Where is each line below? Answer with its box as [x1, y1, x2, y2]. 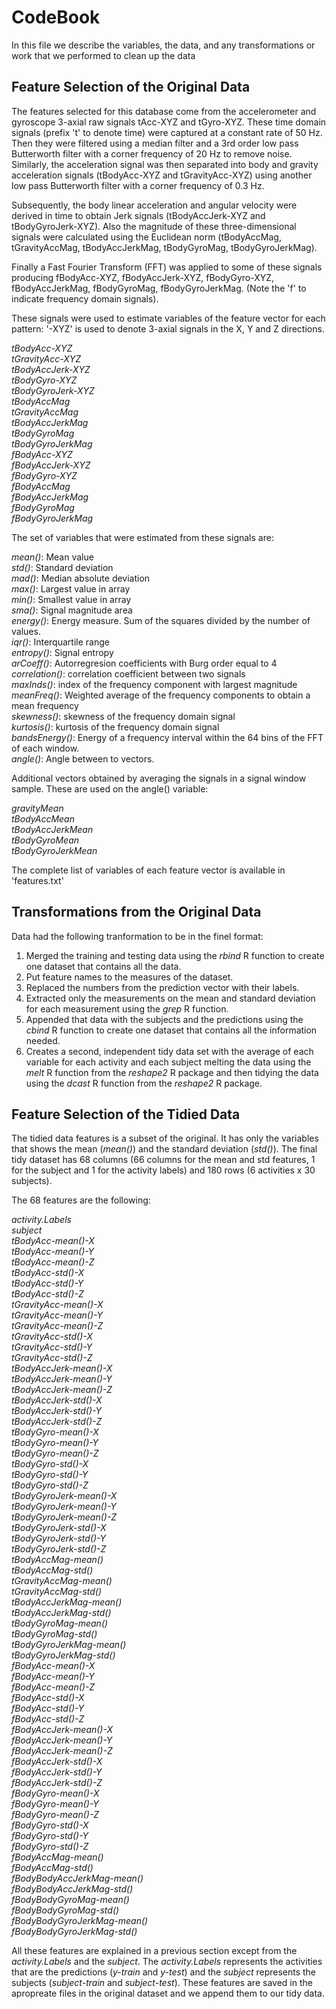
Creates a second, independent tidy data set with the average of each [25, 1045, 314, 1057]
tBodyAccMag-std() [11, 1564, 94, 1576]
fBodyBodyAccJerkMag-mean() [11, 1872, 144, 1885]
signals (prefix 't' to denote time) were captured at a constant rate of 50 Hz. [11, 126, 323, 138]
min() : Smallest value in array [11, 593, 132, 605]
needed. [25, 1034, 61, 1046]
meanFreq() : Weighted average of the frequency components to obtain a [11, 689, 311, 701]
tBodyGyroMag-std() [11, 1628, 98, 1640]
